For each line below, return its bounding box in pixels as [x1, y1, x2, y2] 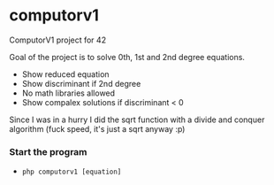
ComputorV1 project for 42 [9, 35, 107, 45]
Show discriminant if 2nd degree [21, 78, 141, 89]
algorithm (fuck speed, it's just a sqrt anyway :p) [9, 123, 186, 134]
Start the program [9, 145, 88, 158]
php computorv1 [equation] [21, 167, 122, 177]
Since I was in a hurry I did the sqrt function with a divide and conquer [9, 114, 265, 125]
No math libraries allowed [21, 88, 116, 98]
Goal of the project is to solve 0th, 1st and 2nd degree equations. [9, 51, 246, 62]
